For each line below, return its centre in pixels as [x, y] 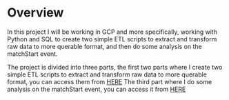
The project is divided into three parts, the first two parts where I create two [115, 67]
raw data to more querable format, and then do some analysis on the [104, 46]
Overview [36, 13]
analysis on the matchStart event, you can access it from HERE [97, 89]
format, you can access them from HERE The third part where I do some [110, 81]
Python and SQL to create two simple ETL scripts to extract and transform [112, 39]
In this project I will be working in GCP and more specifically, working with [112, 32]
